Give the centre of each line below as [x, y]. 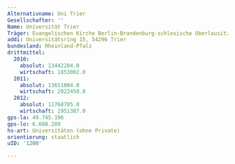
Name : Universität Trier [43, 27]
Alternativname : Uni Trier [47, 14]
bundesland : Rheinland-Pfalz [50, 46]
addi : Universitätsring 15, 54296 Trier [67, 40]
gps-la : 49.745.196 [36, 117]
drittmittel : [26, 53]
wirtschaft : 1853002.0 [53, 72]
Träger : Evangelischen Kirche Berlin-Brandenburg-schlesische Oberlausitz [119, 33]
